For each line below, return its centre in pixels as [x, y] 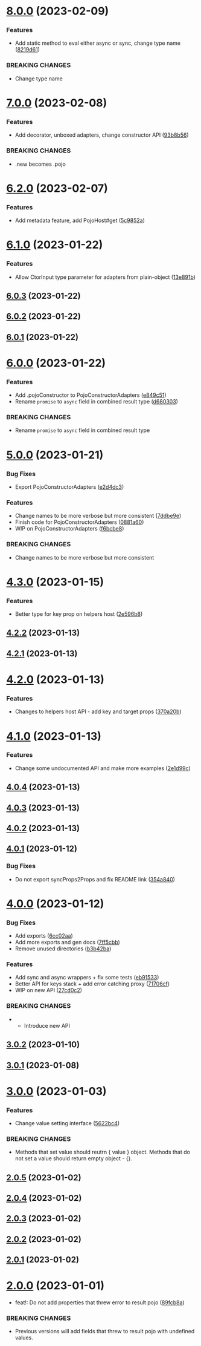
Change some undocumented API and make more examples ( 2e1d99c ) [103, 768]
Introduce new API [47, 1025]
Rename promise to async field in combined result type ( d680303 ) [96, 402]
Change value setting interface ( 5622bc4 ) [67, 1123]
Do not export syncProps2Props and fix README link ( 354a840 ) [95, 879]
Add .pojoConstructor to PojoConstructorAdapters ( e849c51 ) [91, 395]
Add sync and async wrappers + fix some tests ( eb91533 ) [87, 978]
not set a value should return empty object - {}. [74, 1158]
